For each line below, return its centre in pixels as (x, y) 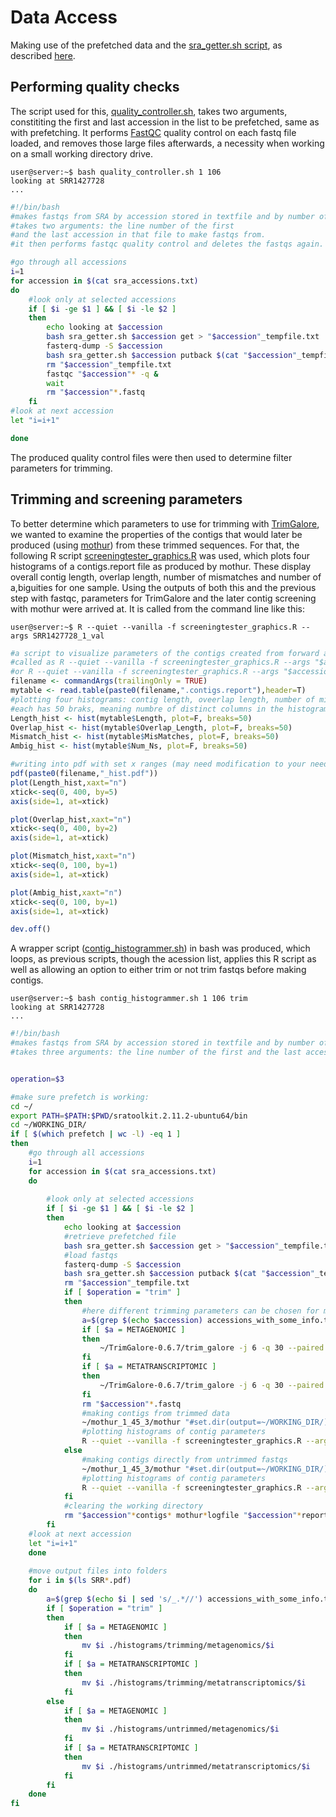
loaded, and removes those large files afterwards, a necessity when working (167, 143)
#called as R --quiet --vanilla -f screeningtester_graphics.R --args (160, 662)
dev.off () (31, 929)
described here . (43, 55)
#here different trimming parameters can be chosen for (200, 1311)
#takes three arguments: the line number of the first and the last (156, 1052)
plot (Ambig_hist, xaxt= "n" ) (66, 892)
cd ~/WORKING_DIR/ (48, 1125)
